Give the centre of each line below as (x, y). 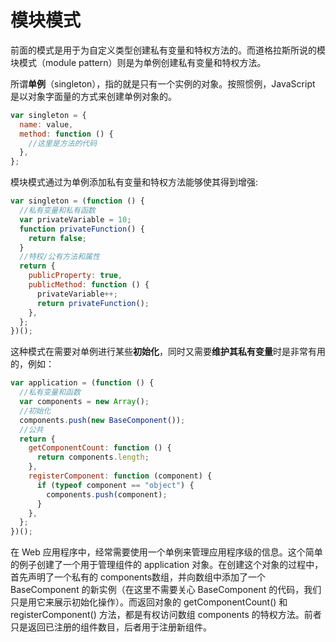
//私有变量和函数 (50, 392)
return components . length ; (93, 457)
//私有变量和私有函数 (57, 211)
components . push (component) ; (107, 494)
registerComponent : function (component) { (120, 476)
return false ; (57, 238)
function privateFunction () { (82, 229)
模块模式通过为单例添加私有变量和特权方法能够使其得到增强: (134, 182)
